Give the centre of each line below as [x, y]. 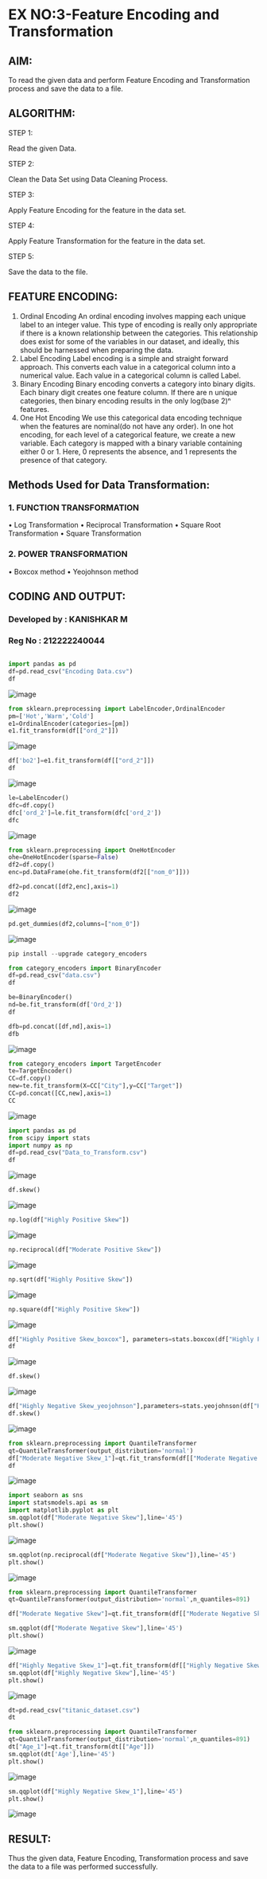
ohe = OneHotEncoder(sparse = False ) [64, 857]
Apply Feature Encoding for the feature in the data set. [97, 210]
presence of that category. [63, 460]
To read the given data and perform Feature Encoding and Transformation [129, 80]
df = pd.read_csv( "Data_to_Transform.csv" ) [78, 1153]
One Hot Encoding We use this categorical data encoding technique [131, 418]
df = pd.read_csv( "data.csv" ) [55, 975]
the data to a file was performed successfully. [83, 1867]
